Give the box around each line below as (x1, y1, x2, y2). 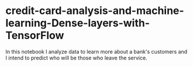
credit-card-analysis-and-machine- (5, 4, 185, 17)
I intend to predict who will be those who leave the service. (5, 54, 147, 61)
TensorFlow (5, 29, 64, 42)
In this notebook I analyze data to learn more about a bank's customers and (5, 48, 188, 55)
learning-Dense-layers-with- (5, 16, 150, 30)
